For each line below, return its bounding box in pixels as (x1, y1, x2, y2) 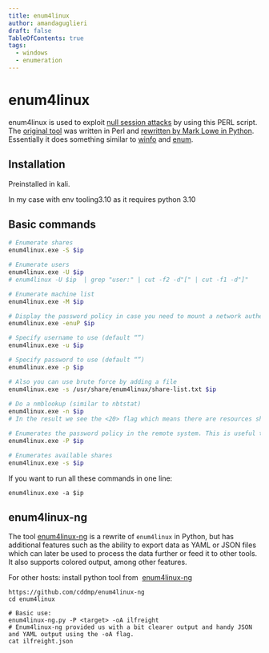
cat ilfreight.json (8, 638, 74, 646)
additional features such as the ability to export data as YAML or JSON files (8, 540, 257, 550)
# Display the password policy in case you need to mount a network (8, 312, 242, 320)
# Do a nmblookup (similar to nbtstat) (8, 400, 142, 409)
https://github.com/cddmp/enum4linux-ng (8, 588, 146, 597)
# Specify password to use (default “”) (8, 356, 146, 365)
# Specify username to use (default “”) (8, 334, 146, 342)
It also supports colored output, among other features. (8, 558, 187, 567)
